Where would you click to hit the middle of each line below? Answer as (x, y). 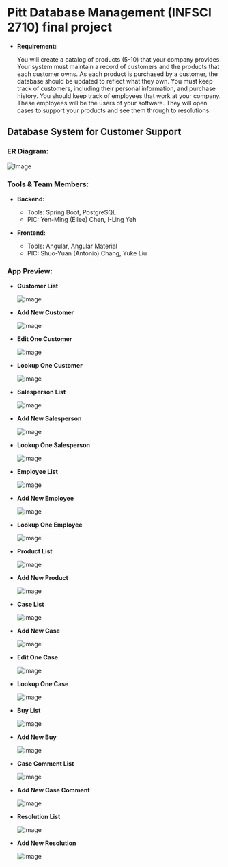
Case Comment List (45, 764)
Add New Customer (45, 312)
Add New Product (42, 578)
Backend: (31, 199)
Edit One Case (38, 657)
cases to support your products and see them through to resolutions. (114, 110)
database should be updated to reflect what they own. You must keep (115, 81)
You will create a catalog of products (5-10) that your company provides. (119, 59)
